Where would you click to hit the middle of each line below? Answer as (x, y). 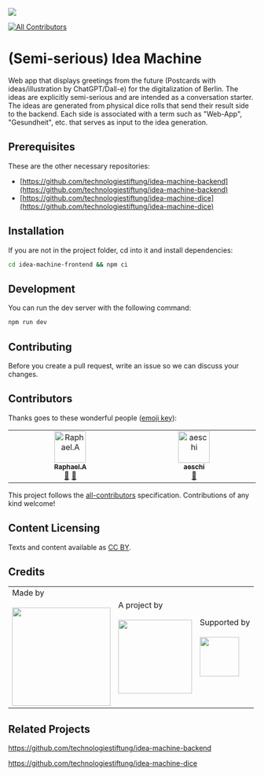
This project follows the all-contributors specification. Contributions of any (129, 495)
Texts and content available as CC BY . (70, 547)
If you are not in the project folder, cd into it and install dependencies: (121, 250)
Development (42, 288)
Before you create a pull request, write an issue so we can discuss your (124, 365)
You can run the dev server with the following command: (100, 308)
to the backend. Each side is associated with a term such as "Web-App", (125, 113)
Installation (36, 231)
